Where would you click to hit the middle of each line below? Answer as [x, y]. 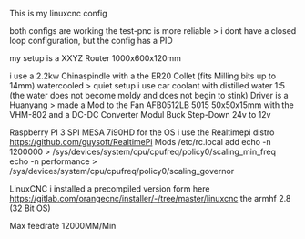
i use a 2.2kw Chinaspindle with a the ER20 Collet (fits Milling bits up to [142, 76]
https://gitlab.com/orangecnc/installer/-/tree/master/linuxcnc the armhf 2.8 [150, 198]
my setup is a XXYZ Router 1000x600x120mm [96, 58]
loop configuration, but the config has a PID [91, 41]
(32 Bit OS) [30, 208]
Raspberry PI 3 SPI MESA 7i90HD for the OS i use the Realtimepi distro [142, 132]
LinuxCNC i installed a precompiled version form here [110, 189]
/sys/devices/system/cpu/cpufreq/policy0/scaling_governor [122, 171]
